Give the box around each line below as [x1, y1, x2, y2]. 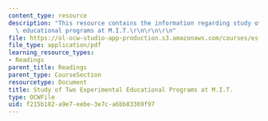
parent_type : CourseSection [8, 71, 102, 79]
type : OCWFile [8, 93, 56, 101]
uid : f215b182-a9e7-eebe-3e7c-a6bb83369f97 [8, 100, 156, 108]
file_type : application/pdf [8, 41, 102, 49]
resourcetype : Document [8, 78, 88, 86]
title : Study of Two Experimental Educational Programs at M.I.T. [8, 85, 234, 94]
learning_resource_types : [8, 49, 94, 57]
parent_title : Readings [8, 64, 88, 72]
